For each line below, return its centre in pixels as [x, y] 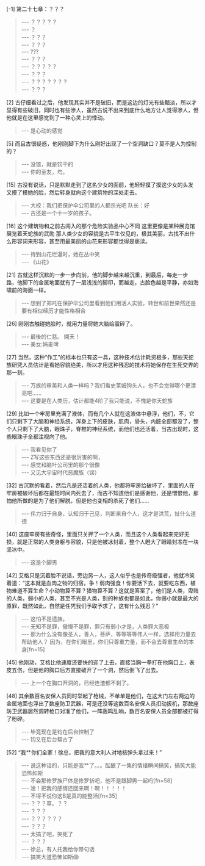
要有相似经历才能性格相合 [53, 311]
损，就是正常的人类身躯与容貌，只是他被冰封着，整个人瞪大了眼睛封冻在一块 [103, 542]
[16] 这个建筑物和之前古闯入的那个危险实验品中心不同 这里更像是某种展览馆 [101, 226]
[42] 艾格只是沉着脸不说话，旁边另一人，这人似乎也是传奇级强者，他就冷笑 [101, 575]
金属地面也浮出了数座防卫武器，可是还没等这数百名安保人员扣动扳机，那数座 [103, 703]
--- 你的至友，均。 [45, 172]
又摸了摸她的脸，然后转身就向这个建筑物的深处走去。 [73, 192]
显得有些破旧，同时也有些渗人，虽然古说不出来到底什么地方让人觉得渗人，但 [103, 110]
